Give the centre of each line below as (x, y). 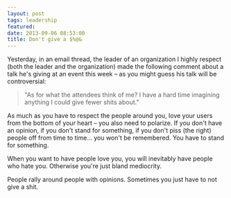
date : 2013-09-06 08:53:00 (46, 33)
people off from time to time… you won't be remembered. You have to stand (115, 138)
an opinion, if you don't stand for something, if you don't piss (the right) (109, 131)
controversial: (27, 81)
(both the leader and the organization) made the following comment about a (115, 67)
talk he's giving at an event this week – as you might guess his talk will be (112, 74)
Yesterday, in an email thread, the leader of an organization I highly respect (114, 59)
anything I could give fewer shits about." (82, 102)
